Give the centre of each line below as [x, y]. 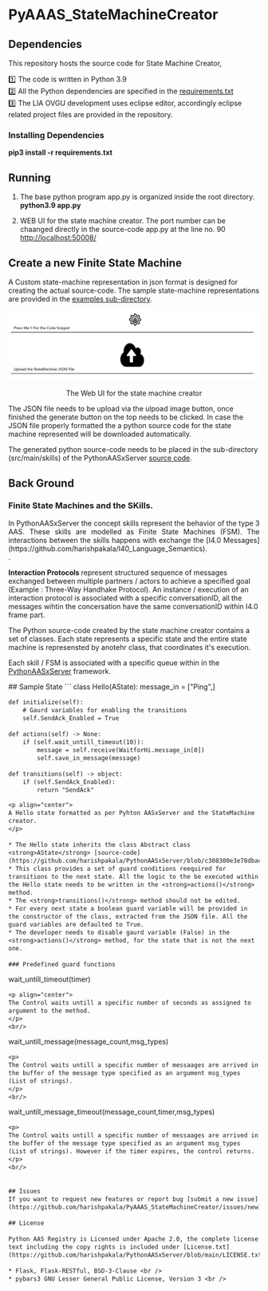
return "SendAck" [65, 790]
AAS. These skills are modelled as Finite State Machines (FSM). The [134, 531]
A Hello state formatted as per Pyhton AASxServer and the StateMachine [132, 813]
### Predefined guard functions [62, 964]
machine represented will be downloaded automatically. [100, 434]
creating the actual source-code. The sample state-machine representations [134, 290]
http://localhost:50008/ [58, 238]
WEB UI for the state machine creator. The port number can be [122, 221]
